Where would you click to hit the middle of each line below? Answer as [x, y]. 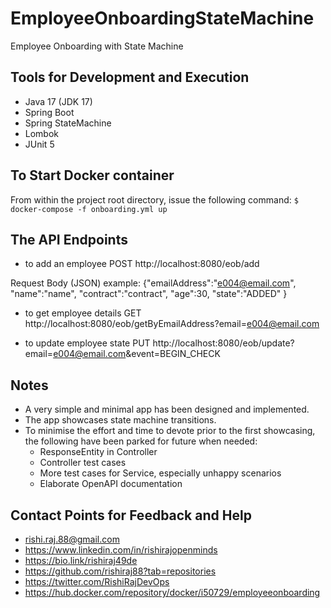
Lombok [42, 133]
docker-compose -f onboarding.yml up [89, 209]
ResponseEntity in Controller [98, 452]
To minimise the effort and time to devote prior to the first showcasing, [170, 431]
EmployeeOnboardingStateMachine [162, 18]
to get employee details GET [83, 313]
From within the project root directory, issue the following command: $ [154, 199]
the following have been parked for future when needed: [141, 441]
